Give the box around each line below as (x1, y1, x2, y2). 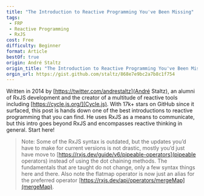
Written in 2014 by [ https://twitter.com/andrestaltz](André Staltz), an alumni (6, 87, 195, 95)
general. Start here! (6, 126, 55, 133)
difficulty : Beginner (6, 43, 61, 49)
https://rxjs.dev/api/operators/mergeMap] (81, 177, 185, 184)
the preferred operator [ (21, 177, 81, 184)
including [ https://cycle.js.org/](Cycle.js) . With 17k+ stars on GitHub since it (6, 101, 194, 108)
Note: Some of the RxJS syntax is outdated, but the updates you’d (21, 138, 186, 146)
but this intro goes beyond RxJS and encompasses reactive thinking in (6, 120, 183, 127)
